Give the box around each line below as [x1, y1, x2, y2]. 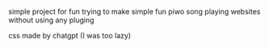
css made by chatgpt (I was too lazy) [8, 31, 132, 40]
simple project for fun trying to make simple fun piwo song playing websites [8, 7, 261, 16]
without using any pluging [8, 15, 95, 25]
